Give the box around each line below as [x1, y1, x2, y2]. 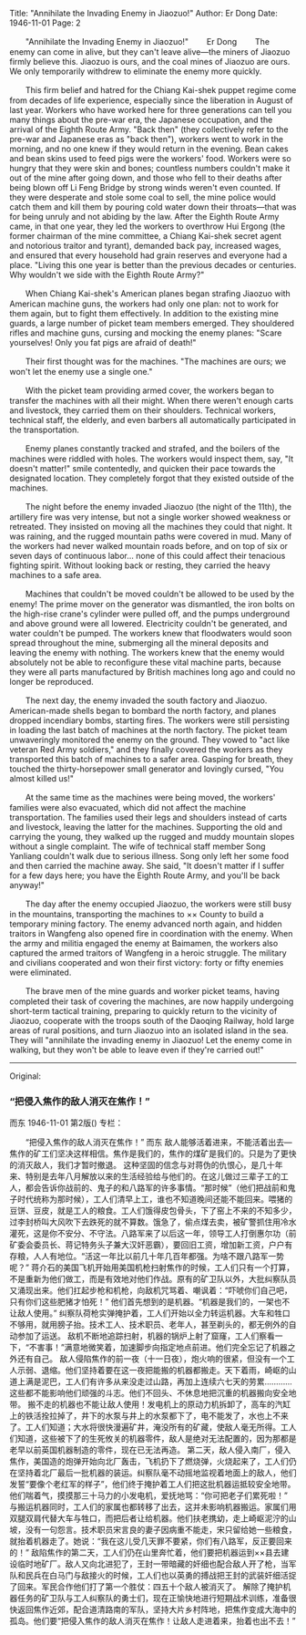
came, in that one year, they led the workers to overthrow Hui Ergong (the [9, 221, 285, 232]
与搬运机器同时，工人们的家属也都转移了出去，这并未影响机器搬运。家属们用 [9, 1502, 297, 1513]
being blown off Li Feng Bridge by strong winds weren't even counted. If [9, 182, 280, 192]
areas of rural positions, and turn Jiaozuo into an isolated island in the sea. [9, 1025, 289, 1036]
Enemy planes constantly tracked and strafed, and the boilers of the [25, 443, 280, 454]
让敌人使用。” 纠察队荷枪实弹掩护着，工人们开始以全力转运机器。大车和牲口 [9, 1308, 291, 1319]
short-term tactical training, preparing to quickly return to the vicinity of [9, 1006, 278, 1016]
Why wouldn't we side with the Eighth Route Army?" [9, 269, 205, 280]
